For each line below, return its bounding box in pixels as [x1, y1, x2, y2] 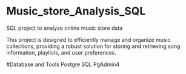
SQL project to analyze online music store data [6, 24, 123, 32]
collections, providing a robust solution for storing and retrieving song [6, 42, 181, 50]
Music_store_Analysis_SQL [6, 4, 146, 18]
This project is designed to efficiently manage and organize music [6, 36, 171, 43]
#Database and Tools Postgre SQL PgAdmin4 [6, 61, 120, 68]
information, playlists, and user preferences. [6, 49, 117, 56]
